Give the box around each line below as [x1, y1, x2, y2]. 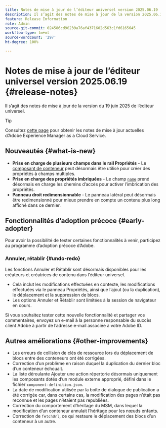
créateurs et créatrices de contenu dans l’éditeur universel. [5, 271, 125, 278]
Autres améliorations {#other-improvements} [5, 337, 148, 345]
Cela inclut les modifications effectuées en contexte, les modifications [12, 281, 156, 287]
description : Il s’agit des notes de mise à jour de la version [5, 12, 140, 17]
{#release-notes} [5, 86, 78, 97]
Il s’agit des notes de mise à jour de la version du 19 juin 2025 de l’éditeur [5, 103, 154, 109]
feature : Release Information [5, 16, 68, 21]
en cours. [12, 302, 32, 308]
